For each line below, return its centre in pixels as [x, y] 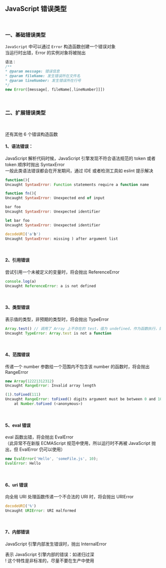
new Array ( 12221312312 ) [30, 381]
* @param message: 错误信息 [33, 71]
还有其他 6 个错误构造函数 [32, 134]
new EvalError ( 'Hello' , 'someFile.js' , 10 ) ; [52, 459]
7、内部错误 [17, 532]
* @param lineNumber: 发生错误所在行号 [43, 81]
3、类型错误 [18, 307]
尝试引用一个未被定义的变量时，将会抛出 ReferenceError [62, 272]
